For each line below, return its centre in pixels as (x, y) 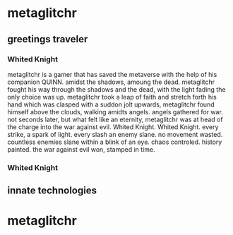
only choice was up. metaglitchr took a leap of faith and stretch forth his (112, 97)
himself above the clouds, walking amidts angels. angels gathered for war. (115, 112)
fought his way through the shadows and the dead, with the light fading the (116, 89)
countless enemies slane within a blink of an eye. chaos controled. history (115, 142)
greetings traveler (48, 39)
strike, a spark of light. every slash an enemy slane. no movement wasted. (115, 134)
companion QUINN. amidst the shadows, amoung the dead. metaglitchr (111, 82)
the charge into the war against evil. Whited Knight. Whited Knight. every (113, 127)
